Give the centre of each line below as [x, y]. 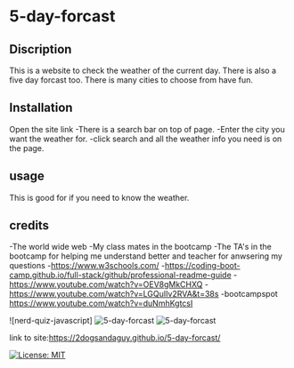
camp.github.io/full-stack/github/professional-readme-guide [120, 275]
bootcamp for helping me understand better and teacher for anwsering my [146, 256]
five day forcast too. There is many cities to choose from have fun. [131, 80]
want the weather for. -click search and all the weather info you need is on [146, 139]
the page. [27, 148]
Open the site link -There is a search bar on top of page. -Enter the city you [147, 129]
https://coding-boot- [202, 266]
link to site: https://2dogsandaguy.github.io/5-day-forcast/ [115, 338]
